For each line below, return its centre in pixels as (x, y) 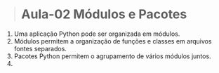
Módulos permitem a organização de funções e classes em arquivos (113, 41)
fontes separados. (40, 48)
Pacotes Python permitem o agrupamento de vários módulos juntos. (113, 56)
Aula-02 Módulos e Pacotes (104, 14)
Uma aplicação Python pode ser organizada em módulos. (97, 34)
